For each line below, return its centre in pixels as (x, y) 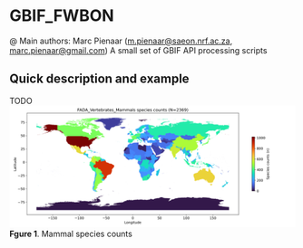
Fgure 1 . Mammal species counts (71, 234)
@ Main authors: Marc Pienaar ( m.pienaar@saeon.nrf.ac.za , (121, 41)
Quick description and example (99, 79)
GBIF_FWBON (62, 16)
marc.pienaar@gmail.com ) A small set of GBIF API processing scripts (138, 50)
